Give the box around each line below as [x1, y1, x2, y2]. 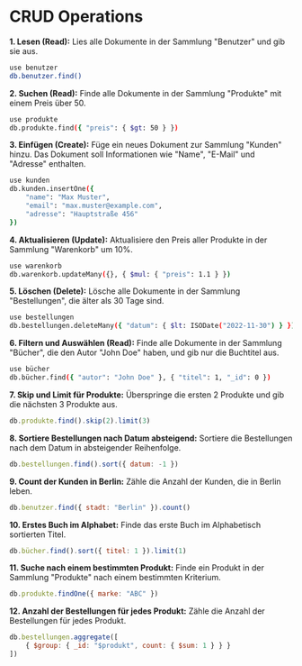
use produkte [9, 114, 58, 123]
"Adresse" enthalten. [9, 159, 86, 169]
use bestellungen [9, 313, 75, 322]
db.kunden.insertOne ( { [9, 185, 94, 194]
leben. [9, 485, 33, 497]
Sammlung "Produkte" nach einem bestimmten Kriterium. [9, 572, 222, 583]
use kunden [9, 176, 50, 186]
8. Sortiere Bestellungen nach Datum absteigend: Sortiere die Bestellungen [9, 433, 293, 443]
